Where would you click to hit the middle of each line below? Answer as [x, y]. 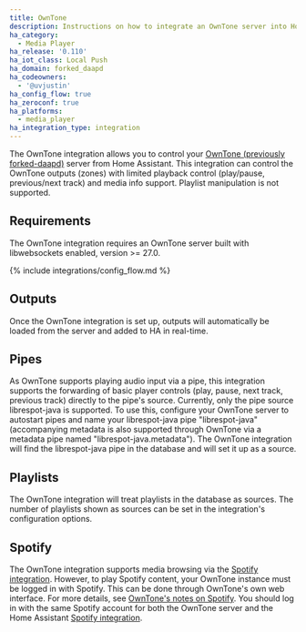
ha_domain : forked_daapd [56, 69]
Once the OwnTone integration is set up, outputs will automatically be [140, 321]
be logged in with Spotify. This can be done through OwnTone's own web [147, 589]
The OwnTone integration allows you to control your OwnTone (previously [147, 154]
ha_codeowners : [38, 77]
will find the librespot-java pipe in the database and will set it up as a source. [153, 449]
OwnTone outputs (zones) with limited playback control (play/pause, [138, 173]
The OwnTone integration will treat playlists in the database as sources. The [152, 499]
